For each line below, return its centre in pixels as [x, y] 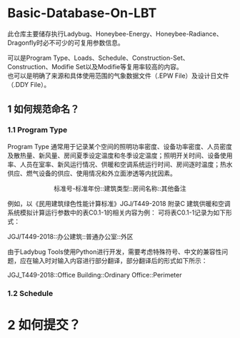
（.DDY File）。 [29, 84]
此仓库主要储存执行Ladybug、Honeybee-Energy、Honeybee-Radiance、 [115, 34]
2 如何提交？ [44, 325]
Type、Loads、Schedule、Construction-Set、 [121, 58]
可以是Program [30, 58]
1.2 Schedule [30, 293]
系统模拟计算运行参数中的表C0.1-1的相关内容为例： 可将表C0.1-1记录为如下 [117, 212]
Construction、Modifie [41, 66]
